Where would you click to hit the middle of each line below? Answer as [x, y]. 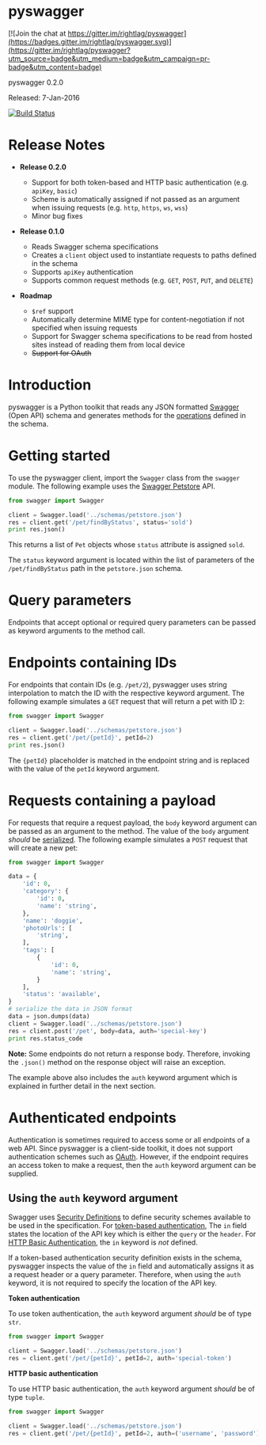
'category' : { [46, 892]
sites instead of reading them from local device [108, 344]
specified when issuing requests [84, 328]
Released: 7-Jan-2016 [44, 97]
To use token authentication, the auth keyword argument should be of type [130, 1314]
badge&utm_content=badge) [55, 67]
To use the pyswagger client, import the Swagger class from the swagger [124, 477]
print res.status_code [46, 1038]
